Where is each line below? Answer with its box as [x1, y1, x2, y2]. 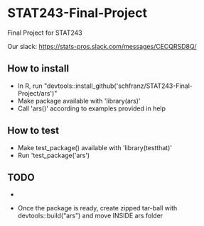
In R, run [17, 81, 43, 90]
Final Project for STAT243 [7, 28, 83, 37]
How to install [7, 62, 70, 75]
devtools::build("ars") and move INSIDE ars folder [17, 211, 163, 220]
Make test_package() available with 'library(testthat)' [17, 143, 173, 152]
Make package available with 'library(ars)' [17, 96, 141, 105]
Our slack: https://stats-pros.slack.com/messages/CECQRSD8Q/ [7, 42, 197, 50]
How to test [7, 125, 59, 137]
